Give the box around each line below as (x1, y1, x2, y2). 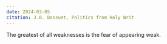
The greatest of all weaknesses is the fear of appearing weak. (6, 31, 161, 38)
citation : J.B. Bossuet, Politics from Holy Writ (6, 14, 135, 20)
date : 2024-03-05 (6, 8, 50, 15)
